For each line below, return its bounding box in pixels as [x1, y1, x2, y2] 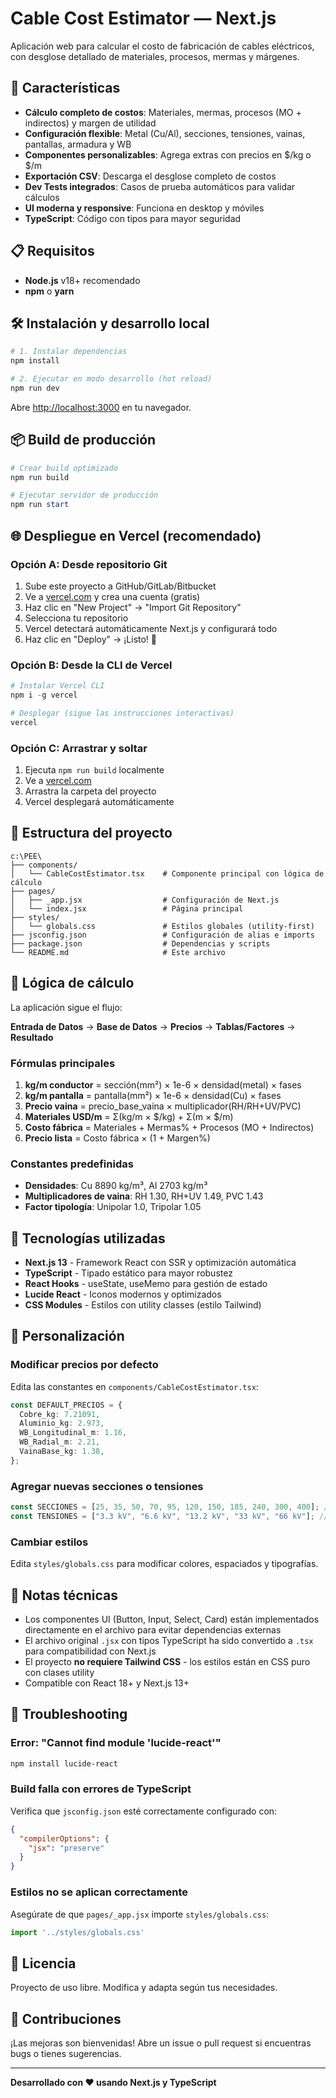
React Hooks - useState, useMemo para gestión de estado [24, 1278, 268, 1289]
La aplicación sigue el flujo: [10, 1001, 123, 1013]
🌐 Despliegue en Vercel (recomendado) [10, 527, 262, 544]
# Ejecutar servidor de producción [10, 490, 159, 501]
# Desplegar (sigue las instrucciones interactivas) [10, 708, 235, 718]
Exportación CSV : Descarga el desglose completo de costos [24, 170, 277, 182]
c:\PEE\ [10, 851, 43, 861]
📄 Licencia [10, 1955, 77, 1972]
